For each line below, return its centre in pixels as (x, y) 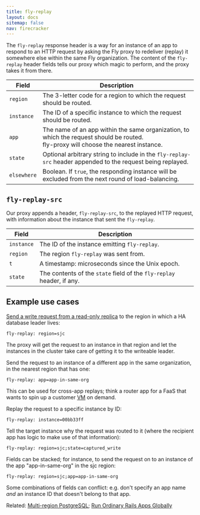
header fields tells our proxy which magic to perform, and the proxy (106, 64)
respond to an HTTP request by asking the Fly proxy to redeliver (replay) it (97, 52)
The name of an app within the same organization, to (116, 130)
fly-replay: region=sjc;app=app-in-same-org (62, 476)
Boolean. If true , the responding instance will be (110, 172)
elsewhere (23, 175)
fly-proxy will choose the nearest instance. (103, 145)
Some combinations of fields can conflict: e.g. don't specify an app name (96, 488)
